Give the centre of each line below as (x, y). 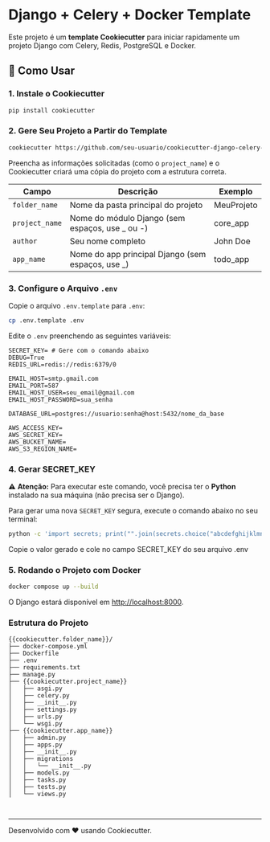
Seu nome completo (108, 241)
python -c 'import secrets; (55, 534)
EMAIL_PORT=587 (34, 386)
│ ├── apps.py (35, 745)
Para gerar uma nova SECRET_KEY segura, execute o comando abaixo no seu (133, 511)
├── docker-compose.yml (48, 647)
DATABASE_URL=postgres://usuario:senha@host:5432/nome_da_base (117, 414)
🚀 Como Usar (42, 71)
